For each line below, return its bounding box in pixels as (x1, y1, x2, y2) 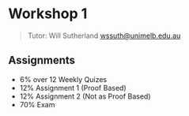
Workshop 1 (8, 5, 88, 23)
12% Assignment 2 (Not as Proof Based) (19, 92, 151, 101)
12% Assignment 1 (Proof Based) (19, 83, 127, 92)
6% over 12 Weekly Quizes (19, 74, 108, 84)
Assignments (8, 54, 76, 67)
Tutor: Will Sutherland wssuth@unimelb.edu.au (27, 31, 181, 40)
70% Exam (19, 99, 55, 109)
